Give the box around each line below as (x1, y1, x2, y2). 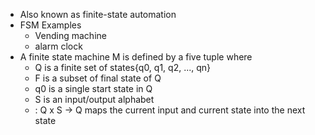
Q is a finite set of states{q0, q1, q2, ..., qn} (34, 62, 212, 73)
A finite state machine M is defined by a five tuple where (19, 51, 253, 63)
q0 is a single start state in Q (34, 83, 153, 94)
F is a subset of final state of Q (34, 72, 162, 84)
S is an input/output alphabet (34, 94, 155, 105)
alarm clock (34, 40, 83, 52)
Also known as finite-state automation (19, 9, 177, 20)
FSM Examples (19, 19, 82, 31)
